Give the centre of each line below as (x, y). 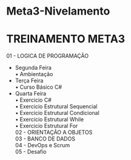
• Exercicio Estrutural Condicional (57, 113)
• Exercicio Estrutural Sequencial (56, 106)
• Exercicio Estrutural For (46, 126)
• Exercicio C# (33, 100)
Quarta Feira (31, 94)
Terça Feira (29, 81)
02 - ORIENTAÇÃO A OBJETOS (54, 133)
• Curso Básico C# (39, 87)
